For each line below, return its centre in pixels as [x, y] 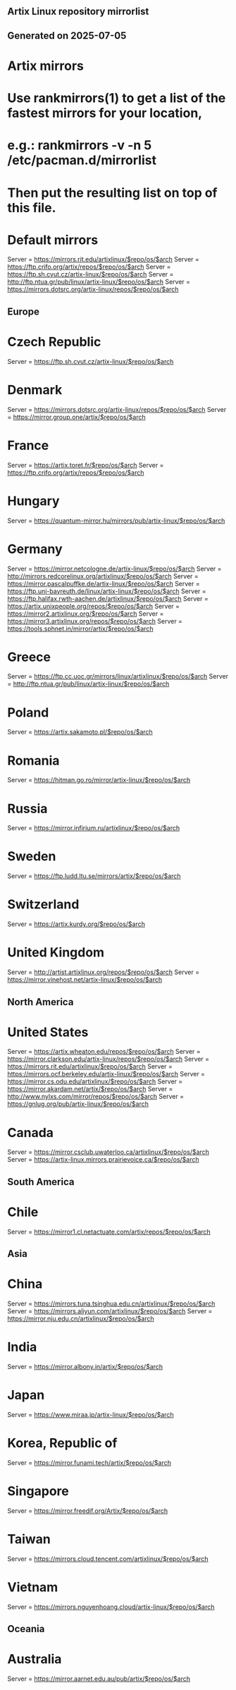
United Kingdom [56, 953]
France [28, 445]
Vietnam [33, 1587]
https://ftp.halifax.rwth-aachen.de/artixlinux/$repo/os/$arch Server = [108, 598]
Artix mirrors [46, 66]
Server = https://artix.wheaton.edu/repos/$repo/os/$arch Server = [104, 1052]
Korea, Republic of [62, 1443]
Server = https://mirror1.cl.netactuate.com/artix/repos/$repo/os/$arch [109, 1232]
